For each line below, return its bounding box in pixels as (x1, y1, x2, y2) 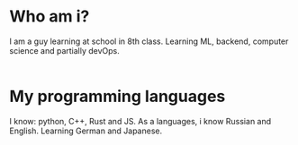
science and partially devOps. (9, 45, 120, 55)
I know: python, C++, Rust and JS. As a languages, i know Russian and (9, 115, 272, 126)
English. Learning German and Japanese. (9, 125, 163, 136)
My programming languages (9, 87, 226, 107)
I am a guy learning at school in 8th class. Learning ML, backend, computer (9, 36, 289, 47)
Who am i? (9, 6, 90, 27)
